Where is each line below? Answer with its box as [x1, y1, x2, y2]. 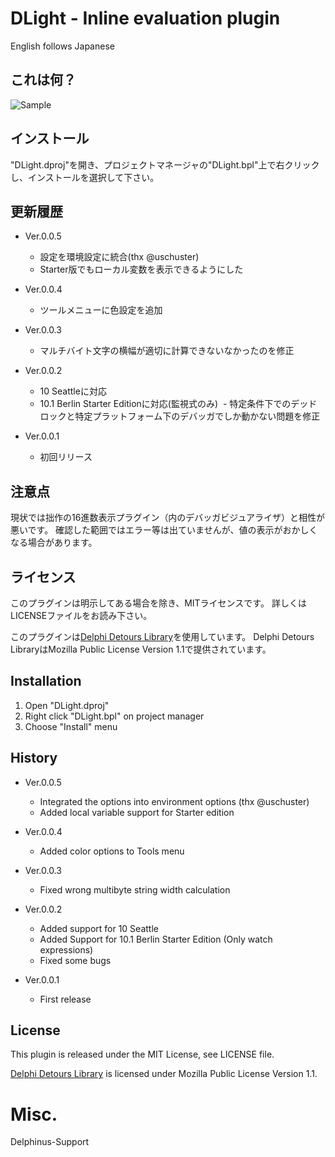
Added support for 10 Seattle [39, 922, 159, 934]
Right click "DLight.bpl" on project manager [24, 710, 205, 722]
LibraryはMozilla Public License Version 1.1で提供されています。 [10, 643, 272, 655]
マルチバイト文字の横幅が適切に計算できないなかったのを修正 [39, 345, 295, 357]
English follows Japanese [10, 40, 115, 52]
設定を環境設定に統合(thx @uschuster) [39, 251, 200, 263]
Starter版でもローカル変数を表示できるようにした [39, 263, 244, 276]
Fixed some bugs [39, 954, 112, 966]
